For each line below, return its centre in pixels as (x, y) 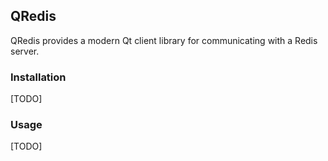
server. (25, 51)
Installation (38, 77)
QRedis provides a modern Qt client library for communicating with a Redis (164, 40)
